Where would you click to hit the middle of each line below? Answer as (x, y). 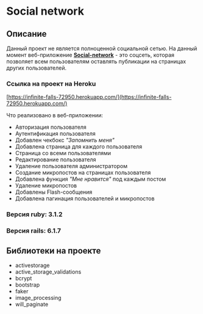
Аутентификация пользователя (55, 134)
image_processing (38, 298)
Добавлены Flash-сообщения (54, 192)
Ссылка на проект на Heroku (51, 84)
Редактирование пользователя (55, 159)
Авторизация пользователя (51, 127)
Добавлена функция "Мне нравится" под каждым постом (91, 179)
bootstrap (27, 285)
